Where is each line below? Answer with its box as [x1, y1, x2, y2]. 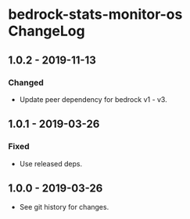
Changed [8, 77, 45, 88]
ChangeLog [8, 22, 85, 40]
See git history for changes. [19, 203, 109, 212]
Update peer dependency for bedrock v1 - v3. [19, 94, 167, 104]
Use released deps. [19, 159, 83, 168]
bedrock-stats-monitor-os [8, 5, 183, 24]
